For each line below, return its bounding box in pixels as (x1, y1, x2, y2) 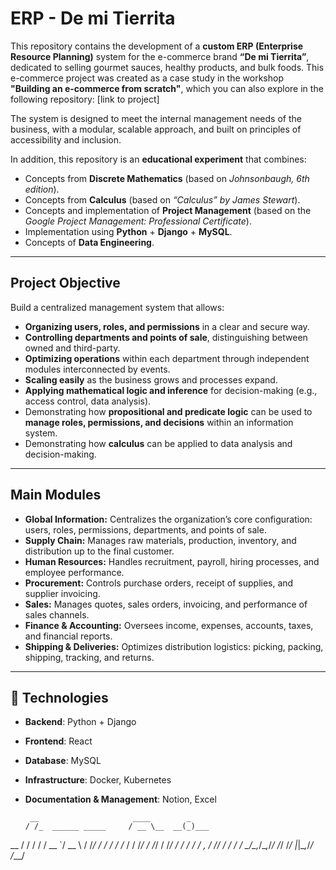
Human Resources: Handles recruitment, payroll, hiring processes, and (24, 555, 320, 567)
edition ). (24, 183, 60, 195)
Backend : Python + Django (24, 716, 137, 728)
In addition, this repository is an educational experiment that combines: (10, 153, 307, 165)
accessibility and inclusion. (10, 133, 122, 146)
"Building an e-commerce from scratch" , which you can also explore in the (10, 82, 324, 94)
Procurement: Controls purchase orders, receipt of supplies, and (24, 577, 294, 589)
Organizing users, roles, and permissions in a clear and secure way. (24, 320, 310, 332)
